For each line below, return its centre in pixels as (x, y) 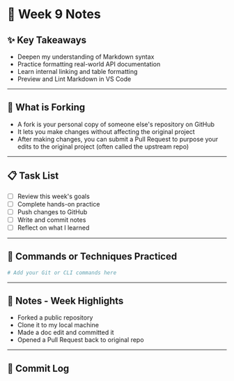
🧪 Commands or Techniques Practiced (92, 256)
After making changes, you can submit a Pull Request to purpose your (118, 139)
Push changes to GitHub (52, 211)
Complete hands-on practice (58, 204)
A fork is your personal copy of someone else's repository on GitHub (116, 124)
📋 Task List (33, 176)
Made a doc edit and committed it (65, 333)
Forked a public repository (55, 317)
